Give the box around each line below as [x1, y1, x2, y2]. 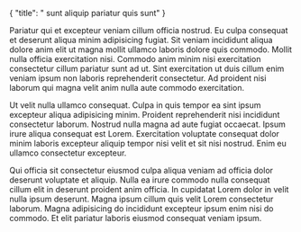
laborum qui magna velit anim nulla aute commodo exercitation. [9, 83, 245, 93]
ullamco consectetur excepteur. [9, 147, 127, 158]
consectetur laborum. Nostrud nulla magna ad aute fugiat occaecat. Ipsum [9, 119, 286, 129]
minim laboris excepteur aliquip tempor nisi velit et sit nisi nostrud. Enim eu [9, 138, 287, 148]
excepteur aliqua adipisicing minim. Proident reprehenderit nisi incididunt [9, 110, 280, 120]
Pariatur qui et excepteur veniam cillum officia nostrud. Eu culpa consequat [9, 25, 288, 35]
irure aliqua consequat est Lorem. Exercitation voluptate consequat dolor [9, 129, 279, 138]
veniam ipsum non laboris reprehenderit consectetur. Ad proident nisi [9, 73, 267, 84]
